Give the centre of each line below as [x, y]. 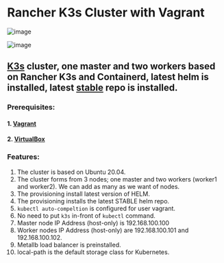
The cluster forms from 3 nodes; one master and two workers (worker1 [117, 179]
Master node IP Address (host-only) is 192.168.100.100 [93, 223]
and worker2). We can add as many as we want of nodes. [98, 186]
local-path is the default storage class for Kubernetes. [93, 252]
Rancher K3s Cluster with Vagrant [106, 13]
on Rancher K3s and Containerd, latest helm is [108, 77]
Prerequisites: [31, 108]
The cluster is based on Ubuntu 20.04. [71, 172]
